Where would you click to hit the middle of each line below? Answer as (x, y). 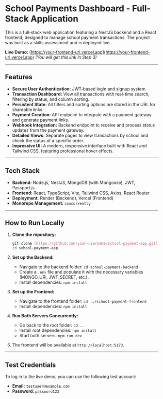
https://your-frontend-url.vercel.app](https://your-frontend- (90, 52)
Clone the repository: (34, 235)
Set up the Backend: (33, 257)
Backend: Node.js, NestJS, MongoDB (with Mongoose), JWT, (74, 182)
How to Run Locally (35, 223)
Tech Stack (22, 171)
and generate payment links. (41, 120)
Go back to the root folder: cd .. (52, 325)
